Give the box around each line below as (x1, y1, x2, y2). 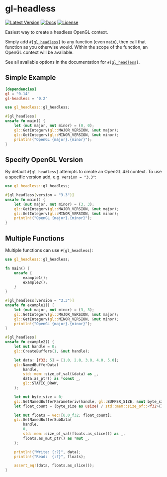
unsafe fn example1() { (5, 303, 55, 308)
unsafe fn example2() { (5, 340, 55, 345)
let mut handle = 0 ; (14, 344, 57, 349)
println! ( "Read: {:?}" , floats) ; (14, 454, 85, 459)
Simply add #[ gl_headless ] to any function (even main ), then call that (5, 38, 146, 45)
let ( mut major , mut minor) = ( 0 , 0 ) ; (14, 123, 94, 128)
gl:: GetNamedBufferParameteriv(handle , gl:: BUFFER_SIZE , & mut (14, 399, 146, 404)
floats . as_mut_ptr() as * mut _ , (23, 436, 90, 441)
